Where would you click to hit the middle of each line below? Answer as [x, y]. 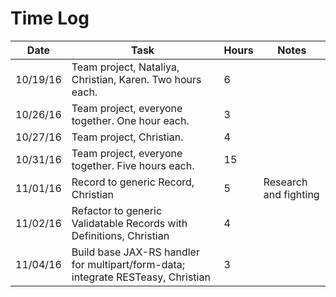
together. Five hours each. [133, 165]
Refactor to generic [117, 210]
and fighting [291, 194]
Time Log [50, 18]
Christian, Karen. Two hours [136, 79]
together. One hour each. [130, 120]
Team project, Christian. [127, 137]
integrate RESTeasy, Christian [141, 277]
